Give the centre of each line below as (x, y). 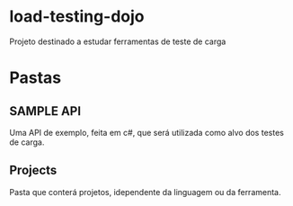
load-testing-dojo (77, 17)
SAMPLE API (45, 111)
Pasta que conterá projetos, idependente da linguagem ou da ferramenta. (145, 192)
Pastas (36, 78)
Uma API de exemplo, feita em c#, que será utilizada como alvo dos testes (147, 132)
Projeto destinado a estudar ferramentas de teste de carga (118, 41)
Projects (33, 170)
